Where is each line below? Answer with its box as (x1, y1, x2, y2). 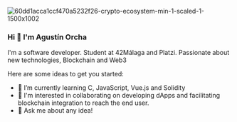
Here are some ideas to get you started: (7, 70, 125, 78)
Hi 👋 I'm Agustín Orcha (7, 32, 88, 42)
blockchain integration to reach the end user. (17, 98, 149, 107)
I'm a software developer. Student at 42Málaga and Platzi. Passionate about (7, 49, 230, 57)
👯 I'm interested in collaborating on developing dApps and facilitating (17, 91, 221, 100)
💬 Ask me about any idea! (17, 106, 93, 115)
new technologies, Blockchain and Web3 (7, 56, 127, 64)
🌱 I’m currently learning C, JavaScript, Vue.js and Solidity (17, 83, 186, 92)
